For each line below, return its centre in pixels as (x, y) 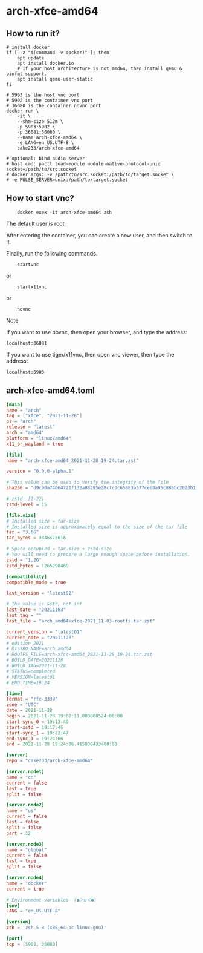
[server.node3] (25, 844)
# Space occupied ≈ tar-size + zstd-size (59, 549)
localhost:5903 (25, 372)
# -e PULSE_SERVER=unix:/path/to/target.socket (67, 180)
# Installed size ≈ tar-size (43, 521)
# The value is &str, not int (44, 604)
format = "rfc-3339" (32, 699)
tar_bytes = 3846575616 (36, 538)
